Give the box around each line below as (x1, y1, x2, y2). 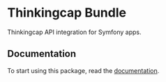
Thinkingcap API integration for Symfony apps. (7, 28, 142, 36)
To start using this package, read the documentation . (7, 66, 160, 74)
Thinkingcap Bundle (7, 5, 127, 21)
